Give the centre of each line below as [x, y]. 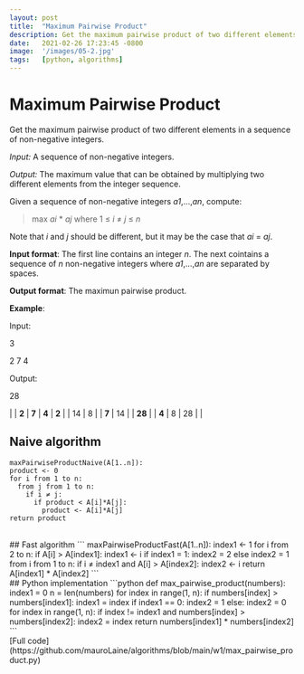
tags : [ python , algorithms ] [66, 60]
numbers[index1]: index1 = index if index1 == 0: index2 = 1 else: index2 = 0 [148, 602]
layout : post [34, 18]
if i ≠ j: [44, 494]
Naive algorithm [55, 442]
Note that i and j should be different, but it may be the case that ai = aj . [141, 236]
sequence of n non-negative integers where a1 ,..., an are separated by [139, 263]
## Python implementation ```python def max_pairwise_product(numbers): [148, 583]
